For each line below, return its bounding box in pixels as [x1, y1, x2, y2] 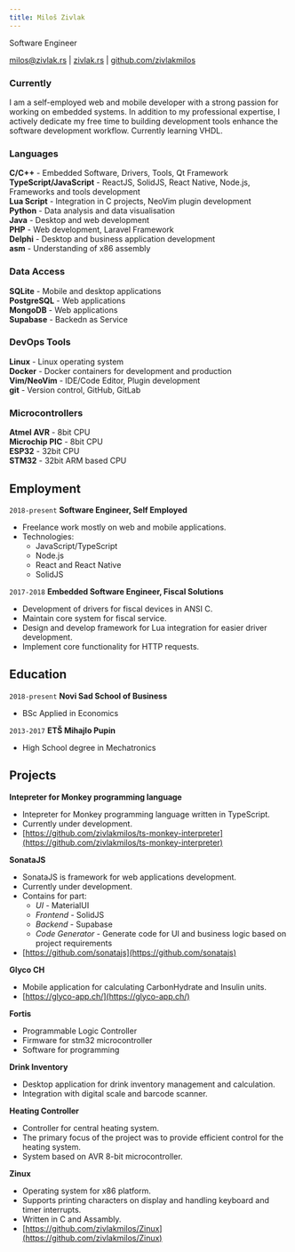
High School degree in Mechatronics [21, 742, 156, 753]
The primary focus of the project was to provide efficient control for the [21, 1132, 284, 1143]
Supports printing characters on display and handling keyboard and [21, 1194, 269, 1205]
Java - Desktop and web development [9, 215, 149, 226]
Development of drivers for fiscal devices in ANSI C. [21, 603, 213, 614]
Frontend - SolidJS [35, 909, 105, 920]
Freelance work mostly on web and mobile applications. [21, 522, 227, 532]
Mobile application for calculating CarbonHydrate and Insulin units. [21, 981, 267, 992]
